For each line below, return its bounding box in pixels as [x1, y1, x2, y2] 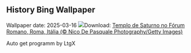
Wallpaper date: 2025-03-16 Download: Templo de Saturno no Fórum [6, 21, 186, 29]
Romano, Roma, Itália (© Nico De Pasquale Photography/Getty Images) [6, 28, 183, 35]
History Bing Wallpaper [6, 5, 95, 15]
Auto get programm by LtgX [6, 39, 76, 47]
